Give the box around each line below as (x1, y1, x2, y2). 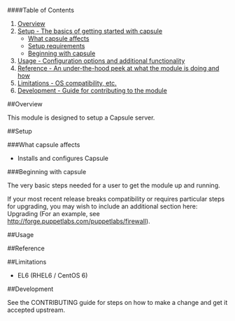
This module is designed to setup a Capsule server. (7, 113, 155, 122)
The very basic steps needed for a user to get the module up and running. (7, 181, 220, 190)
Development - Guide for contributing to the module (17, 87, 168, 94)
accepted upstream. (7, 306, 66, 314)
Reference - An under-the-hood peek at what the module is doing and (17, 64, 220, 72)
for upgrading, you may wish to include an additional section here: (7, 202, 198, 211)
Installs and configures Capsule (17, 154, 108, 162)
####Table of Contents (7, 6, 75, 14)
